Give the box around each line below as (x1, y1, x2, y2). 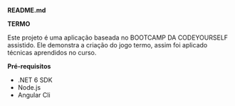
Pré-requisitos (7, 62, 51, 70)
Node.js (17, 83, 41, 91)
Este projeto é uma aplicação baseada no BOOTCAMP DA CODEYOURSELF (7, 33, 229, 42)
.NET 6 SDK (17, 76, 53, 84)
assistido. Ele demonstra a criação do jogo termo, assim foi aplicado (7, 41, 208, 49)
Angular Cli (17, 91, 51, 99)
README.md (7, 6, 46, 14)
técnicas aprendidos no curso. (7, 49, 97, 57)
